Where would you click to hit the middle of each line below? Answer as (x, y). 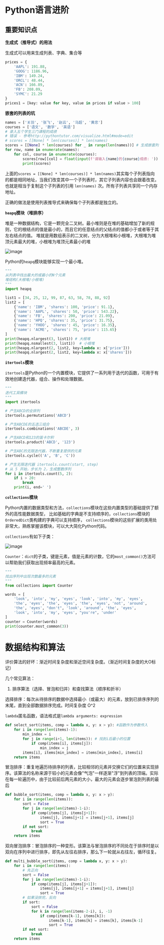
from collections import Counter (39, 586)
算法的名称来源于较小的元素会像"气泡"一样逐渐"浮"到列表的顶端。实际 (88, 773)
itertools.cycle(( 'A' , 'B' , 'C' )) (40, 456)
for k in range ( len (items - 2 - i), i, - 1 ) (72, 911)
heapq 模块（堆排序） (26, 213)
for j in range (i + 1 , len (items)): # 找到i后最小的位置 (77, 739)
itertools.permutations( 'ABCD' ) (38, 415)
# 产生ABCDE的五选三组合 (27, 424)
